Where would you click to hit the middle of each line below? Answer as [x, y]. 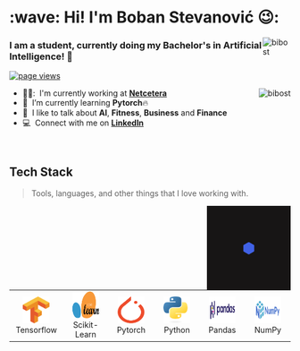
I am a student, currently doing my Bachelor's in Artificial [135, 46]
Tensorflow [37, 330]
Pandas [222, 330]
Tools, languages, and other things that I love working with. [140, 193]
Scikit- [86, 325]
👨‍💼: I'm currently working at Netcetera [95, 93]
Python [177, 330]
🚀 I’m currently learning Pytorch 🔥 [85, 103]
